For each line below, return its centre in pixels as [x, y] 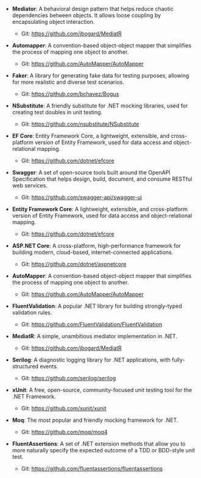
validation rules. [32, 313]
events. [49, 366]
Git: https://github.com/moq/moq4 [64, 432]
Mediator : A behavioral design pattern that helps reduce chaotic [93, 9]
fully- [178, 360]
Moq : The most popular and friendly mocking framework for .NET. [95, 420]
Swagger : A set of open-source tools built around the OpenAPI [91, 172]
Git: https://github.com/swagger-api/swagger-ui [81, 197]
